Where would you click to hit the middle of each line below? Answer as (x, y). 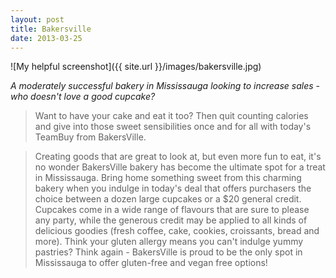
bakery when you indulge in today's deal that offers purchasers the (173, 188)
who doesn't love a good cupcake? (83, 97)
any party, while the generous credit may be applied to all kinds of (171, 220)
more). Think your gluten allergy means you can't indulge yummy (169, 242)
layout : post (37, 19)
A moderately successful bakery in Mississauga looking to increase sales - (165, 86)
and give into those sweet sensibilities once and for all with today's (173, 127)
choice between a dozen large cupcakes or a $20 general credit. (168, 199)
